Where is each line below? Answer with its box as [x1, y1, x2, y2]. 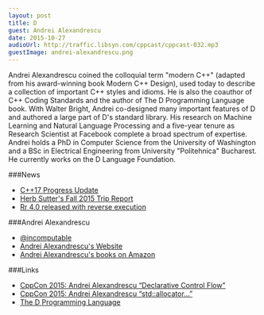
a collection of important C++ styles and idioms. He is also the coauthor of [8, 87, 253, 96]
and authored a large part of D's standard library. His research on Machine [8, 113, 252, 121]
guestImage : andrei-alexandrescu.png [8, 48, 134, 56]
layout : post [8, 11, 52, 20]
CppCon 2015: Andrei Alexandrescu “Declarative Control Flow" [19, 281, 226, 290]
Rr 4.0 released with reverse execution [19, 202, 147, 211]
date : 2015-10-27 [8, 33, 66, 42]
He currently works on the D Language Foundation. [8, 155, 177, 163]
